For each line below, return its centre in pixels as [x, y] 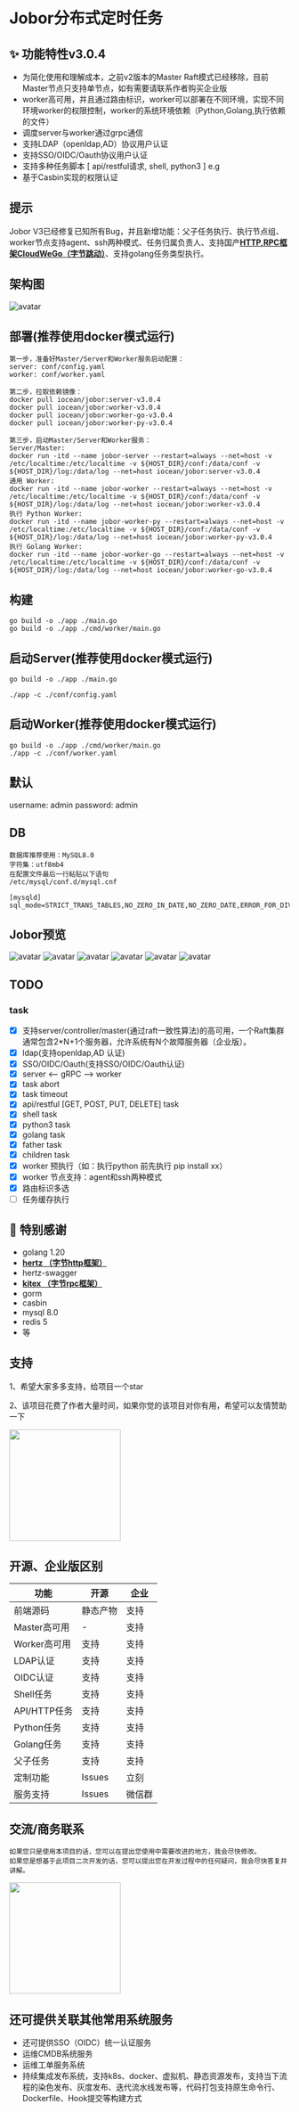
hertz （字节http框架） [64, 1263]
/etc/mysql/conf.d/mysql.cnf [63, 882]
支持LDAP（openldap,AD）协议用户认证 [95, 144]
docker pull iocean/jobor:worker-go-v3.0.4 [91, 415]
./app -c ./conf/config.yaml [63, 695]
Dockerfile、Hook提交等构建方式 [82, 2099]
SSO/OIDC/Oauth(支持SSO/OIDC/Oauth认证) [103, 1064]
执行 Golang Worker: [46, 547]
